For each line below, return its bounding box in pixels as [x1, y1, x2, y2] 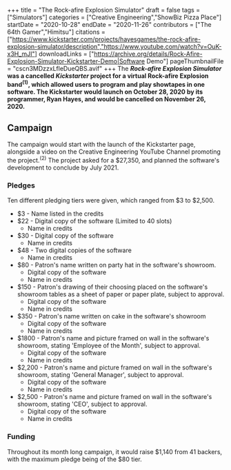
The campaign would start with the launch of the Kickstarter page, [7, 141, 196, 149]
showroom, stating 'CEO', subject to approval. [17, 400, 148, 409]
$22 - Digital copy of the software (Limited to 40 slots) [17, 217, 172, 225]
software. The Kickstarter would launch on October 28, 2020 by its [7, 88, 203, 96]
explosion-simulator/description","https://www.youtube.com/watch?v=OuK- [7, 43, 222, 50]
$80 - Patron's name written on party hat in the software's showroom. [17, 261, 217, 269]
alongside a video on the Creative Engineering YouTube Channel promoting [7, 147, 221, 156]
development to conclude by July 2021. [7, 163, 119, 172]
